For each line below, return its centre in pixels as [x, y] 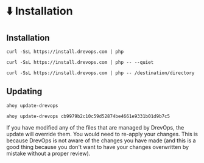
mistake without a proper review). [48, 153]
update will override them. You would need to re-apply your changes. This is [102, 134]
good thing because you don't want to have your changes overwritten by [98, 147]
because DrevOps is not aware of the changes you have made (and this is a [101, 140]
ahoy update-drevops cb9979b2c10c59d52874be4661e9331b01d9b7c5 [88, 116]
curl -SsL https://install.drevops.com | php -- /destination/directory [100, 73]
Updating [24, 92]
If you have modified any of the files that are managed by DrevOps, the [95, 127]
